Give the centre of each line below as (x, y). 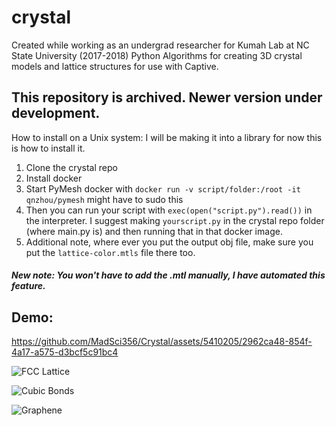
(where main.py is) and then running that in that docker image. (154, 231)
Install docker (54, 178)
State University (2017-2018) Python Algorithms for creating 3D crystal (157, 55)
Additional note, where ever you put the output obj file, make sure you (169, 242)
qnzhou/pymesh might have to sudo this (104, 199)
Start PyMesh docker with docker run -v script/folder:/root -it (163, 188)
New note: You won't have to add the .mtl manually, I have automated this (168, 275)
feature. (28, 286)
